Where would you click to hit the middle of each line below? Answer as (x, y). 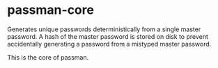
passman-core (50, 10)
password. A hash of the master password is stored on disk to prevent (108, 36)
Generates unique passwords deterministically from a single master (104, 29)
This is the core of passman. (48, 57)
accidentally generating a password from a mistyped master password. (109, 44)
